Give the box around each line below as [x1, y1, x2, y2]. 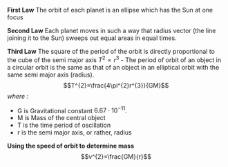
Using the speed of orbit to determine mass [7, 141, 135, 150]
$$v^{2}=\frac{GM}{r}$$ [80, 153, 152, 161]
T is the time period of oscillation [17, 121, 111, 130]
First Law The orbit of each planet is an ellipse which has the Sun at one [7, 6, 213, 14]
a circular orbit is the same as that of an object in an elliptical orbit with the [7, 63, 220, 71]
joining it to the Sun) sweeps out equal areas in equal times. [7, 34, 178, 42]
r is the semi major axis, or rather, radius [17, 128, 133, 137]
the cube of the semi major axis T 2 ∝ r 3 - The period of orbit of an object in [7, 55, 222, 64]
